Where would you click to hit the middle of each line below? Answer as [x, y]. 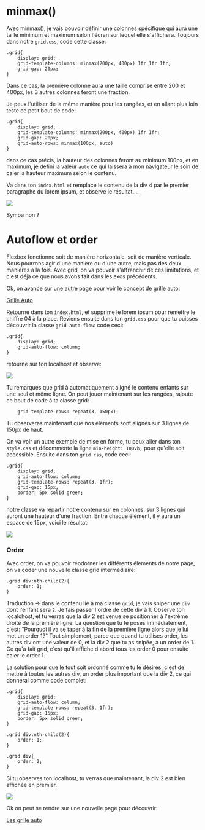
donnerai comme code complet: [47, 681]
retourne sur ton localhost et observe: [54, 364]
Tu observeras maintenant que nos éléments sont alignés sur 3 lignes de [98, 423]
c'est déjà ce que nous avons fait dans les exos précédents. [82, 276]
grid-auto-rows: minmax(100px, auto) [65, 143]
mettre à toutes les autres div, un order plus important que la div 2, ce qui [99, 674]
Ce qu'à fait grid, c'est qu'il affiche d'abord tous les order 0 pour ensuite [98, 649]
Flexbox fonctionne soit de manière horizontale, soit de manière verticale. [99, 257]
